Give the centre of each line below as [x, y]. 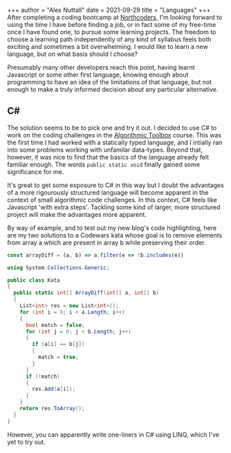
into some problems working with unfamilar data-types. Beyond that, [105, 150]
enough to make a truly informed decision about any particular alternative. [113, 89]
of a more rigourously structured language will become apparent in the [108, 192]
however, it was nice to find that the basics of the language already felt [108, 157]
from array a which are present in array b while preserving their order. [107, 242]
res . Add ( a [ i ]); [54, 389]
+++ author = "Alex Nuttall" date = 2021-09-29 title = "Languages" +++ [109, 10]
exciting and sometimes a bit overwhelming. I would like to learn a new [108, 47]
